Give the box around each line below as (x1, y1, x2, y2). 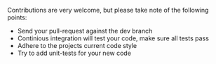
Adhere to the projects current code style (17, 42, 137, 49)
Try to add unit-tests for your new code (17, 49, 132, 57)
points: (7, 13, 27, 22)
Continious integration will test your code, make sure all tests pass (17, 34, 209, 42)
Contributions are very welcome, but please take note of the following (7, 6, 209, 14)
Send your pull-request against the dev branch (17, 27, 153, 35)
